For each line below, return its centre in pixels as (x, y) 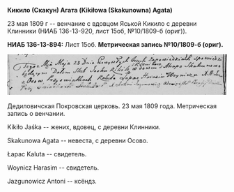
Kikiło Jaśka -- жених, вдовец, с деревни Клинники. (84, 127)
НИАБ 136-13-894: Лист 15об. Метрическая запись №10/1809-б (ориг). (115, 44)
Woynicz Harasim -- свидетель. (53, 168)
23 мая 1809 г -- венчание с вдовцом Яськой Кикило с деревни (102, 23)
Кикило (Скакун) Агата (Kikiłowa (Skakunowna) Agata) (90, 10)
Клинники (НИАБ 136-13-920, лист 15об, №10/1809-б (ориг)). (97, 31)
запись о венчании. (36, 113)
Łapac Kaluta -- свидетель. (47, 154)
